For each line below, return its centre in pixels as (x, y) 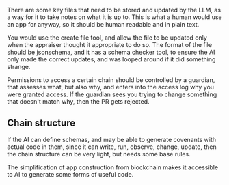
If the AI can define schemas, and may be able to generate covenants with (112, 139)
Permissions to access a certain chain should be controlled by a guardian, (111, 80)
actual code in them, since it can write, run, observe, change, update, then (112, 147)
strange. (19, 67)
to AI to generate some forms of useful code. (70, 174)
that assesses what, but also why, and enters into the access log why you (110, 87)
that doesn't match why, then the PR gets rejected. (78, 101)
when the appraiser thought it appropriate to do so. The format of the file (110, 45)
